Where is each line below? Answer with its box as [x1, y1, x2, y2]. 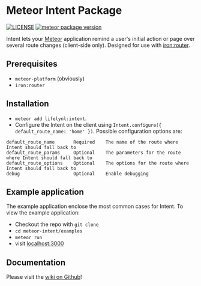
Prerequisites [6, 59, 58, 69]
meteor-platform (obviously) [14, 75, 85, 82]
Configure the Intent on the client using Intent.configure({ [14, 121, 162, 128]
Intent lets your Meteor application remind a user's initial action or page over [6, 35, 195, 42]
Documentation [6, 257, 66, 267]
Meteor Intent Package [6, 4, 122, 17]
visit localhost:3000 [14, 240, 64, 247]
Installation [6, 99, 49, 109]
